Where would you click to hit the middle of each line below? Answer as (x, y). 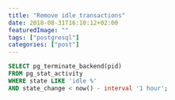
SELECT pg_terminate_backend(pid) (65, 67)
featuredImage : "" (38, 30)
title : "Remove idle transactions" (67, 15)
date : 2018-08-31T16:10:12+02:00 (63, 23)
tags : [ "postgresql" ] (44, 37)
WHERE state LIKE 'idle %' (53, 81)
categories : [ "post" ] (44, 45)
